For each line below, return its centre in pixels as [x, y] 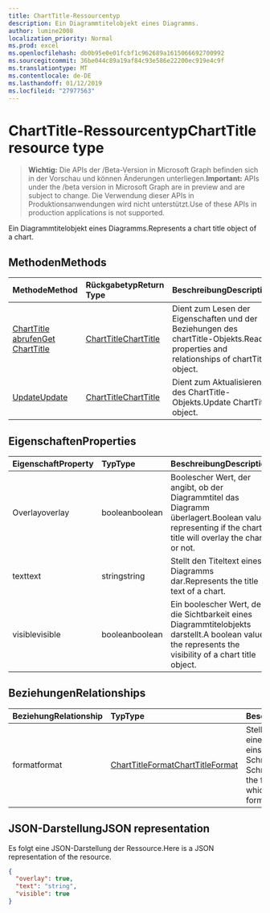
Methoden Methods [57, 262]
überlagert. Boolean [207, 517]
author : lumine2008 [41, 31]
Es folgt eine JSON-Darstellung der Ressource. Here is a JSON [111, 848]
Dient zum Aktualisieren [217, 382]
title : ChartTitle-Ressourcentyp [64, 16]
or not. [183, 547]
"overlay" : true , [45, 879]
